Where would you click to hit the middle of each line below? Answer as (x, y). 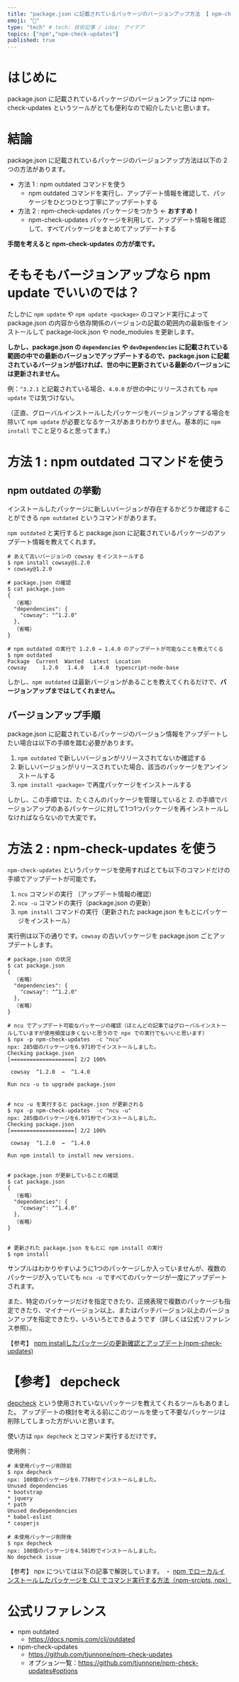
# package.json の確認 (39, 583)
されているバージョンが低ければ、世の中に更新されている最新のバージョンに (119, 364)
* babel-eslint (30, 1517)
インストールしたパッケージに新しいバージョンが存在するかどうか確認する (116, 509)
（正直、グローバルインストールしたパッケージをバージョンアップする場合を (119, 413)
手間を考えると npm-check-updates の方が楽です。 (83, 244)
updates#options (53, 1671)
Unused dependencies (38, 1486)
